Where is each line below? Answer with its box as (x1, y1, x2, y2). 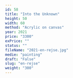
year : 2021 (5, 30, 27, 34)
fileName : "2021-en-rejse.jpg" (5, 47, 69, 52)
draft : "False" (5, 57, 36, 62)
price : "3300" (5, 34, 34, 39)
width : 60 (5, 20, 25, 26)
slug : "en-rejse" (5, 61, 40, 66)
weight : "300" (5, 66, 34, 71)
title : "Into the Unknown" (5, 12, 60, 16)
